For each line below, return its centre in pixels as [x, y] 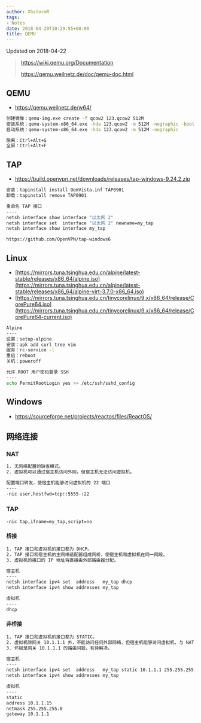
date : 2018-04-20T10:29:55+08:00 [48, 28]
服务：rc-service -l [31, 350]
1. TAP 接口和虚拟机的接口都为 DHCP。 [49, 549]
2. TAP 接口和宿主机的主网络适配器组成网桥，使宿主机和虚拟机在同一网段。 [87, 554]
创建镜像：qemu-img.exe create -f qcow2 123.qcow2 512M [75, 118]
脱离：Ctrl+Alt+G [26, 140]
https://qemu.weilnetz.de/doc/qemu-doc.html [77, 74]
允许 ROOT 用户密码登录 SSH [37, 372]
